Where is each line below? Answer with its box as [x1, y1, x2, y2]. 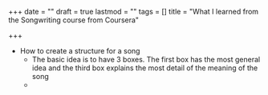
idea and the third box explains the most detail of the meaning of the [31, 63, 258, 73]
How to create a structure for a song [19, 46, 140, 55]
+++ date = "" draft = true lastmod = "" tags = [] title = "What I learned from [8, 7, 259, 16]
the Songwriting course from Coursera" [8, 15, 139, 25]
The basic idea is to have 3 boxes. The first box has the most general [31, 55, 261, 64]
